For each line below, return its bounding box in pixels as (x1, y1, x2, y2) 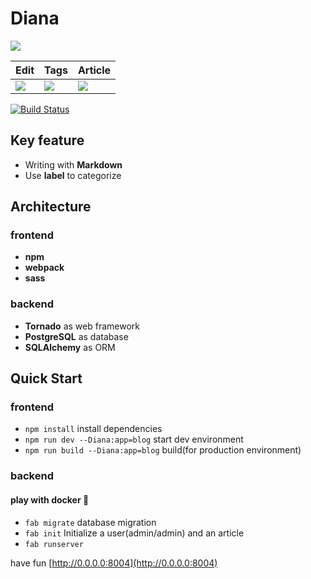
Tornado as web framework (24, 320, 140, 332)
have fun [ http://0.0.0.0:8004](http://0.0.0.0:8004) (10, 557, 218, 569)
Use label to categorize (24, 169, 122, 181)
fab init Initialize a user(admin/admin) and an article (24, 527, 245, 539)
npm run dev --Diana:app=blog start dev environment (24, 433, 244, 446)
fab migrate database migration (24, 516, 157, 528)
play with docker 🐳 (10, 493, 90, 506)
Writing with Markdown (24, 158, 123, 171)
